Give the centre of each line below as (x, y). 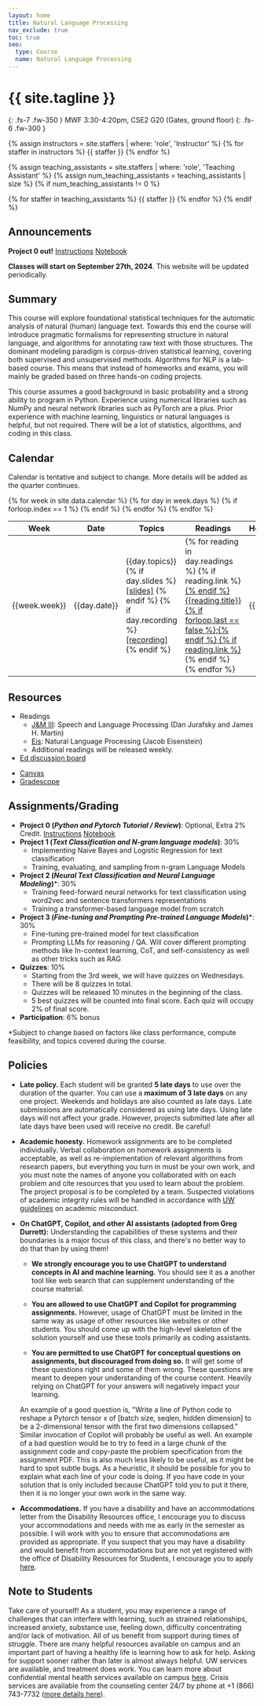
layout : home (29, 15)
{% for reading (212, 541)
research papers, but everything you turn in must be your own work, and (137, 1166)
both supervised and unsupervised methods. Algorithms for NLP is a (119, 360)
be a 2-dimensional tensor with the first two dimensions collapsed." (128, 1426)
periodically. (28, 274)
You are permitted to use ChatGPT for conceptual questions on (136, 1352)
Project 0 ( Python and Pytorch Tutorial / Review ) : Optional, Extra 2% (132, 825)
